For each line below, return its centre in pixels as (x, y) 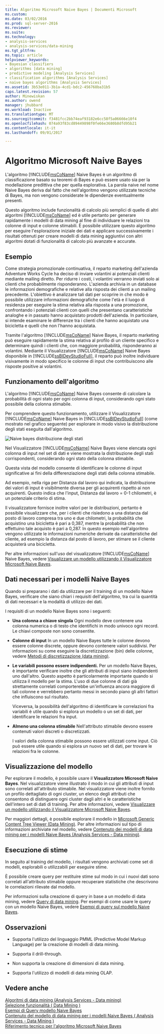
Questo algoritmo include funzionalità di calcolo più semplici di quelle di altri (82, 210)
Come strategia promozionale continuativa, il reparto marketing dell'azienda (82, 268)
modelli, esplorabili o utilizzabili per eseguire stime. (57, 867)
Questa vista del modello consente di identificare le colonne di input (73, 468)
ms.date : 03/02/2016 (26, 19)
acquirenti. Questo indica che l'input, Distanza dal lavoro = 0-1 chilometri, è (81, 493)
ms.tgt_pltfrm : (21, 50)
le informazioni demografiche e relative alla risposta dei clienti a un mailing (80, 289)
